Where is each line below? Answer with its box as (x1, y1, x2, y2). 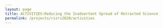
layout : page (5, 7, 32, 12)
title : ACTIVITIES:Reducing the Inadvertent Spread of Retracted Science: (5, 11, 161, 16)
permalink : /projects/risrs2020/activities (5, 16, 95, 20)
